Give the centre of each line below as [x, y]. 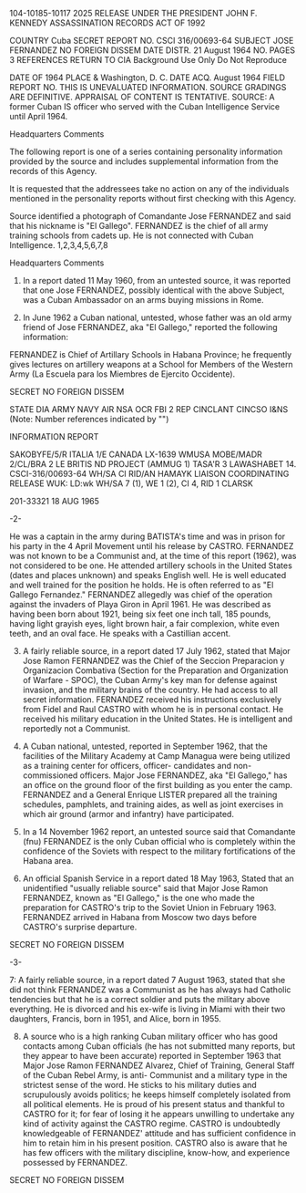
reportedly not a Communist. [76, 728]
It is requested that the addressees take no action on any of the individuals [149, 189]
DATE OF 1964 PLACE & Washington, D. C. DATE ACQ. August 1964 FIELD [147, 78]
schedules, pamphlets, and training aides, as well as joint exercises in [153, 804]
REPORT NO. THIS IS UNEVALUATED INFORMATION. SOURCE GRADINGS [148, 87]
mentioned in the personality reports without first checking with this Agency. [153, 198]
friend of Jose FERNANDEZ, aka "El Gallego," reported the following [150, 327]
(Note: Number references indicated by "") [89, 419]
